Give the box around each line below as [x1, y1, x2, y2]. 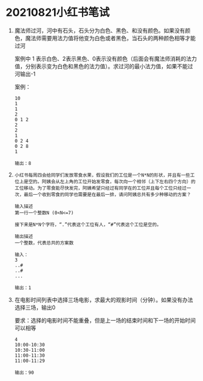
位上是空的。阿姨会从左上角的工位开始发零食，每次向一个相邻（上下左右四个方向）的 [14, 178, 196, 184]
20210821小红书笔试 [5, 5, 110, 19]
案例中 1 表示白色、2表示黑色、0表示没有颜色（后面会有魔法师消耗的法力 [14, 55, 197, 62]
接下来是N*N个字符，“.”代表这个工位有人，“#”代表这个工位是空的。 [14, 222, 162, 228]
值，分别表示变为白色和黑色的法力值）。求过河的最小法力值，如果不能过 [14, 62, 193, 70]
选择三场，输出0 [14, 304, 56, 311]
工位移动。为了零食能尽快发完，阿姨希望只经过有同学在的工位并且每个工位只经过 [14, 185, 187, 191]
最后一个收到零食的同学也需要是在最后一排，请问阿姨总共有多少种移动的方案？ [23, 191, 191, 198]
